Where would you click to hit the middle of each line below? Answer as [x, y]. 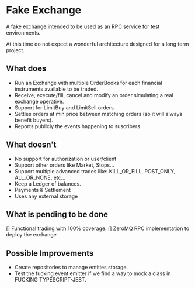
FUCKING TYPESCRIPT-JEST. [50, 280]
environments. [23, 32]
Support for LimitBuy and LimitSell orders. [65, 107]
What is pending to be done [57, 214]
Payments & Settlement [43, 190]
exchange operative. [39, 101]
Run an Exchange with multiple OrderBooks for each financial [88, 83]
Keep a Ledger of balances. [48, 184]
